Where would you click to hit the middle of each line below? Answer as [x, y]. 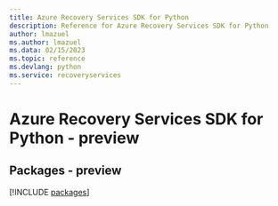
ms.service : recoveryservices [65, 75]
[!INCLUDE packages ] [49, 192]
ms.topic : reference [48, 59]
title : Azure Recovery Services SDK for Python [99, 17]
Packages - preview [65, 171]
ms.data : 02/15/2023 [48, 51]
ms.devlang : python [45, 67]
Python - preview [74, 138]
